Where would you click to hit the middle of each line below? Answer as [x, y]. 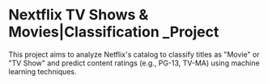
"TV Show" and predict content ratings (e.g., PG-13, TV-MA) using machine [134, 63]
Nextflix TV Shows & [79, 15]
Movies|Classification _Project [114, 32]
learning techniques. [43, 71]
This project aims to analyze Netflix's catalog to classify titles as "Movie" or [134, 54]
